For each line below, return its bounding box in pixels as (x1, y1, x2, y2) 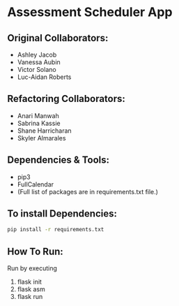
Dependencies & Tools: (7, 154, 110, 166)
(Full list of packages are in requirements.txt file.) (17, 187, 159, 196)
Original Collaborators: (7, 32, 109, 44)
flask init (17, 277, 42, 286)
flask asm (17, 285, 45, 293)
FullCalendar (17, 180, 54, 189)
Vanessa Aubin (17, 58, 61, 66)
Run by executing (7, 264, 58, 272)
